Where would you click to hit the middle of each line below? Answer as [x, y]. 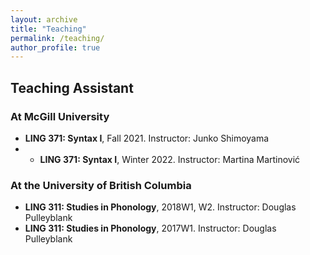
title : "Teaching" [48, 29]
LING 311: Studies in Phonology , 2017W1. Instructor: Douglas [150, 228]
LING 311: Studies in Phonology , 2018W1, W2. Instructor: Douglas [160, 207]
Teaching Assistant [72, 87]
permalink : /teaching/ [57, 38]
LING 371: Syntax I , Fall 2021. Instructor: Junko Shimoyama [147, 138]
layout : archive [44, 19]
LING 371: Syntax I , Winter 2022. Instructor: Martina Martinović [170, 159]
